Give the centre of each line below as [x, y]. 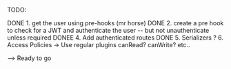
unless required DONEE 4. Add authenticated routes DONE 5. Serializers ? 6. [115, 38]
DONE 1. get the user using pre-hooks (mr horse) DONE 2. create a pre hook [115, 23]
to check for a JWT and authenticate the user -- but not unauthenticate [108, 30]
